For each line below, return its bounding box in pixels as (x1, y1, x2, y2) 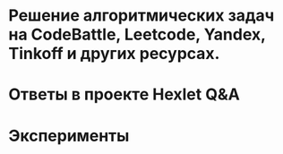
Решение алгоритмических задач (8, 5, 275, 26)
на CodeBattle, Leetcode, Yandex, (8, 24, 266, 45)
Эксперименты (8, 125, 130, 146)
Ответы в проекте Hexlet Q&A (8, 84, 241, 105)
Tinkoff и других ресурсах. (8, 44, 220, 64)
